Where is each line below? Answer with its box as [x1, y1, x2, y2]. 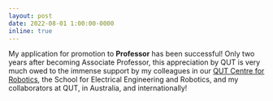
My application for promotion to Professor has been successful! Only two [8, 49, 255, 59]
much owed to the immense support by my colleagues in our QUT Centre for [8, 66, 265, 76]
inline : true [8, 27, 53, 35]
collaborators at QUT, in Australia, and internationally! [8, 83, 188, 93]
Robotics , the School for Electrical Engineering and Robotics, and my [8, 74, 239, 85]
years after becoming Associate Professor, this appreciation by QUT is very [8, 57, 261, 67]
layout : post [8, 11, 53, 20]
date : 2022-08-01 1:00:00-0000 [8, 19, 115, 27]
